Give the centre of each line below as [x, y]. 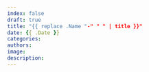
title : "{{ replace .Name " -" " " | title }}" [75, 26]
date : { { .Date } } [33, 33]
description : [26, 58]
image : [16, 52]
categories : [24, 39]
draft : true [24, 20]
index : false [26, 13]
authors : [20, 45]
